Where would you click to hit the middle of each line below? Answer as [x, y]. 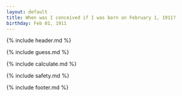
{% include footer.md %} [38, 87]
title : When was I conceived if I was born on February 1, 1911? [91, 18]
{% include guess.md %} [38, 52]
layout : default [27, 12]
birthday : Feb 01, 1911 [37, 23]
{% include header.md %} [39, 41]
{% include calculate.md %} [42, 64]
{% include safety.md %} [38, 76]
